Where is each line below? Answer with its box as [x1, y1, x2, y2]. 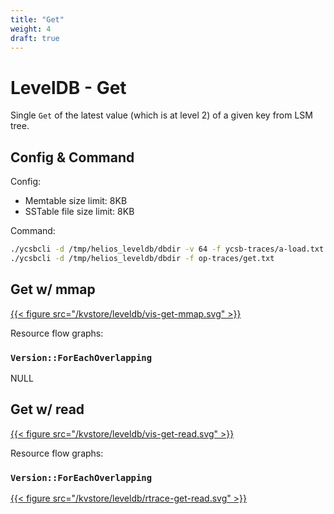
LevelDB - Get [10, 76, 127, 99]
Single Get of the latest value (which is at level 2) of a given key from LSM [10, 109, 313, 121]
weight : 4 [10, 24, 52, 34]
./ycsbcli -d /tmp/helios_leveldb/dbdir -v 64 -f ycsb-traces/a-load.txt [10, 244, 325, 255]
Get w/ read [10, 401, 85, 418]
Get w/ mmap [10, 281, 96, 298]
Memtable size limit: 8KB [24, 195, 128, 207]
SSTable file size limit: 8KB [24, 206, 135, 218]
